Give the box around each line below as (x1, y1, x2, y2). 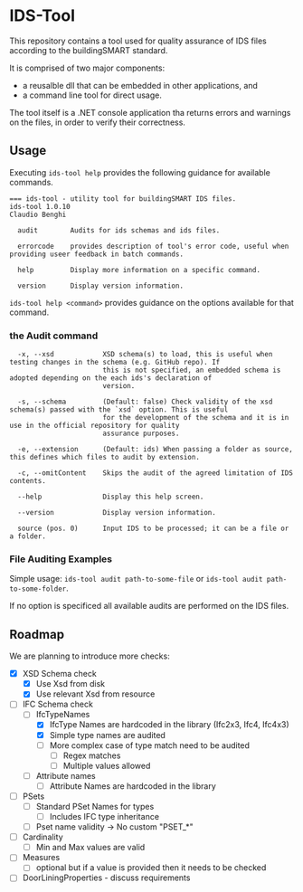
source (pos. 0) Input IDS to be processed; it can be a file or (17, 524, 289, 534)
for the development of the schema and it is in (102, 413, 289, 422)
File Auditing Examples (9, 553, 113, 565)
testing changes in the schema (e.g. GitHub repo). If (9, 358, 221, 367)
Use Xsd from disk (35, 678, 106, 689)
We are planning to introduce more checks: (9, 650, 170, 661)
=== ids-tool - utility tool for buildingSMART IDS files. (9, 194, 237, 204)
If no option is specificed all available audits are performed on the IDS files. (9, 601, 289, 612)
